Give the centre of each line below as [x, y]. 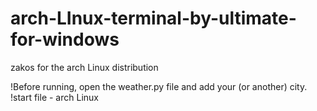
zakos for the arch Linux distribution [84, 67]
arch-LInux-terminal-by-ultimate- [153, 18]
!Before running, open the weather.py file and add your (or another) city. [159, 86]
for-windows [65, 39]
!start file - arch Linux [54, 97]
